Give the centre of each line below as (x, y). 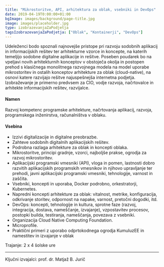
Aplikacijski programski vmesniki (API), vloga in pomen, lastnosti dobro (83, 163)
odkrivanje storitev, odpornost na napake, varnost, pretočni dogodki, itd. (85, 200)
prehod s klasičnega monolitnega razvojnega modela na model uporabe (77, 67)
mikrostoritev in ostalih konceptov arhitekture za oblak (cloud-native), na (78, 72)
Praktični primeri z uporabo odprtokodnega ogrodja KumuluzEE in (78, 231)
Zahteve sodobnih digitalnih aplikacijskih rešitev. (61, 142)
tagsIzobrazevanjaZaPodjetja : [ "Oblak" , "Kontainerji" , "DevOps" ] (74, 32)
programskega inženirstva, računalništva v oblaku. (56, 115)
